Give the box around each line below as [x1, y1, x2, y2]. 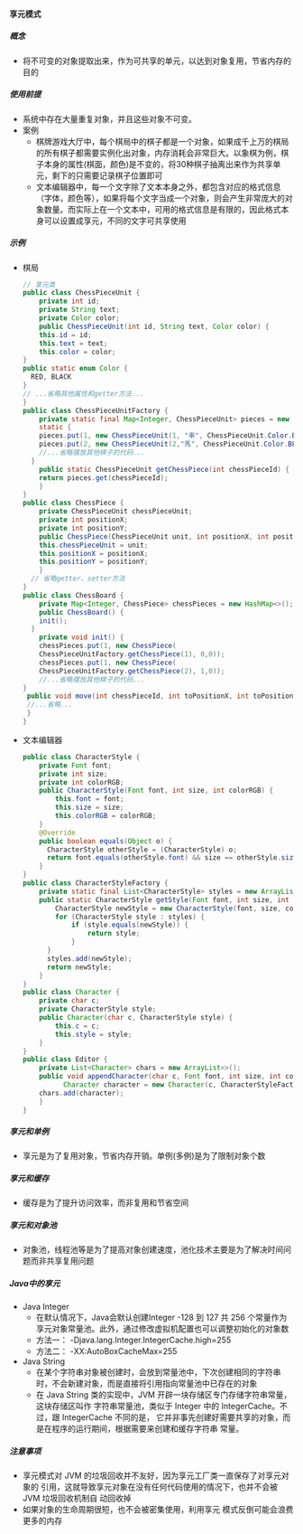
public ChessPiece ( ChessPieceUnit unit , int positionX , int [39, 532, 270, 541]
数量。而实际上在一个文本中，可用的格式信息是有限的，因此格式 [43, 203, 281, 214]
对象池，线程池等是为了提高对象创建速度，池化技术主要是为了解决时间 [22, 1244, 284, 1256]
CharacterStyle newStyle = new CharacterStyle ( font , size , [55, 904, 282, 913]
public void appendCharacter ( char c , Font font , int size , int [39, 1072, 282, 1081]
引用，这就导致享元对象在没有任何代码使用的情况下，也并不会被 [40, 1482, 278, 1492]
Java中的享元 [9, 1278, 60, 1288]
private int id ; [39, 296, 100, 306]
